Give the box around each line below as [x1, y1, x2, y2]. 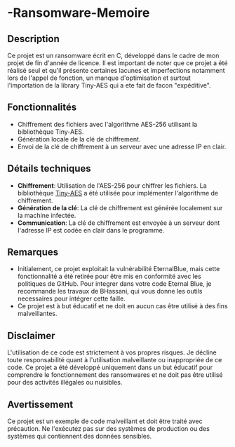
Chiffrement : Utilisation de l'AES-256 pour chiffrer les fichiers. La [17, 181, 207, 190]
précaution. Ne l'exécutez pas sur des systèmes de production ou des [7, 425, 210, 433]
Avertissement [7, 398, 74, 411]
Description [7, 33, 60, 45]
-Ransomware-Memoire [7, 5, 150, 21]
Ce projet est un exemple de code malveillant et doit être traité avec [7, 417, 203, 425]
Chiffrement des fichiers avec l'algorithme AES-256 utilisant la [17, 120, 198, 128]
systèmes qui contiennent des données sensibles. [7, 432, 152, 441]
